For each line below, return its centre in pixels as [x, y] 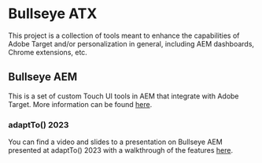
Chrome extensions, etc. [48, 52]
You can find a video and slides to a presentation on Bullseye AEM [115, 142]
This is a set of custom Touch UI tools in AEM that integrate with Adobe [124, 96]
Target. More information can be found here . [80, 104]
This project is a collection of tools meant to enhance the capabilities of [124, 35]
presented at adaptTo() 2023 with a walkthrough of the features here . [121, 150]
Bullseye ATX [53, 14]
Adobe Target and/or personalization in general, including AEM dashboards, [131, 43]
